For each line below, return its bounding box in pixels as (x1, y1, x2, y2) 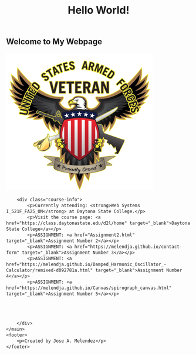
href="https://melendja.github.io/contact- (74, 244, 183, 250)
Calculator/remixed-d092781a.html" (6, 267, 93, 273)
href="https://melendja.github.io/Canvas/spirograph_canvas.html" (6, 285, 172, 291)
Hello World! (67, 4, 130, 17)
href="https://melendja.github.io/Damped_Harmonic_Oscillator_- (6, 261, 167, 267)
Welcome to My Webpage (6, 37, 103, 47)
